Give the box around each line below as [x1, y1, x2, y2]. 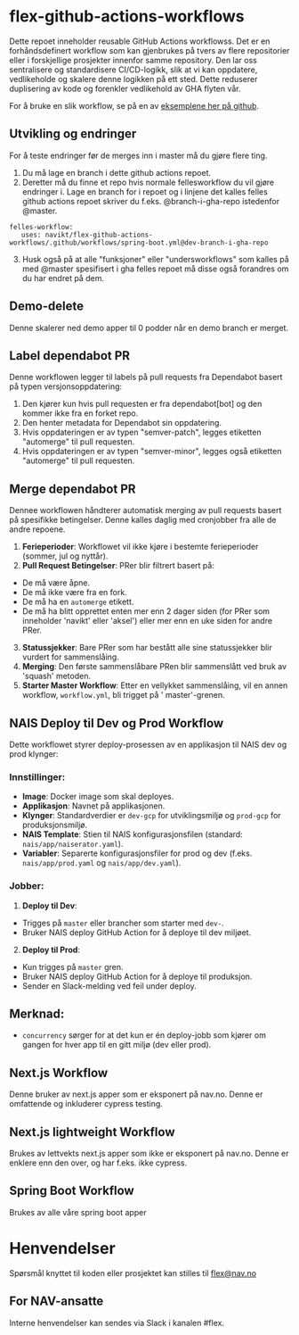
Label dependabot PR [9, 348, 131, 363]
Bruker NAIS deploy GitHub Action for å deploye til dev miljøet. [21, 926, 252, 938]
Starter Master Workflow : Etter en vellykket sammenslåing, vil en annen [21, 680, 288, 691]
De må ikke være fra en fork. [21, 587, 127, 598]
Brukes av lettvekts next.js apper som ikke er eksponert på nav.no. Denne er [9, 1148, 289, 1159]
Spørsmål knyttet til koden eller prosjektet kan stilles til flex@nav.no [9, 1267, 256, 1278]
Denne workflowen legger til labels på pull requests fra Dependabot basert [9, 372, 283, 383]
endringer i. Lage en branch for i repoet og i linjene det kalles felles [21, 186, 269, 197]
